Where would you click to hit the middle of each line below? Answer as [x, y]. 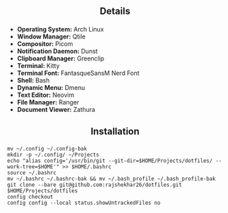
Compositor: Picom [45, 44]
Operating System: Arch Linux [60, 30]
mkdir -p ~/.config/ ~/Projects [53, 155]
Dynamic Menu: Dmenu [51, 88]
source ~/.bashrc [32, 172]
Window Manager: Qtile [51, 36]
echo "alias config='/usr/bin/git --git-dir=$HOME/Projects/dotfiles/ [110, 161]
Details [115, 11]
